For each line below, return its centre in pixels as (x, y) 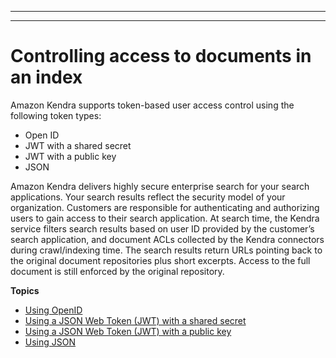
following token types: (56, 115)
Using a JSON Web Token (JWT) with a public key (128, 331)
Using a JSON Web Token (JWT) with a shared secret (135, 320)
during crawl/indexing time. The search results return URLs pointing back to (166, 250)
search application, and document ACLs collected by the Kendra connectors (167, 239)
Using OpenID (53, 310)
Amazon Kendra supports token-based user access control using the (152, 105)
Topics (25, 290)
